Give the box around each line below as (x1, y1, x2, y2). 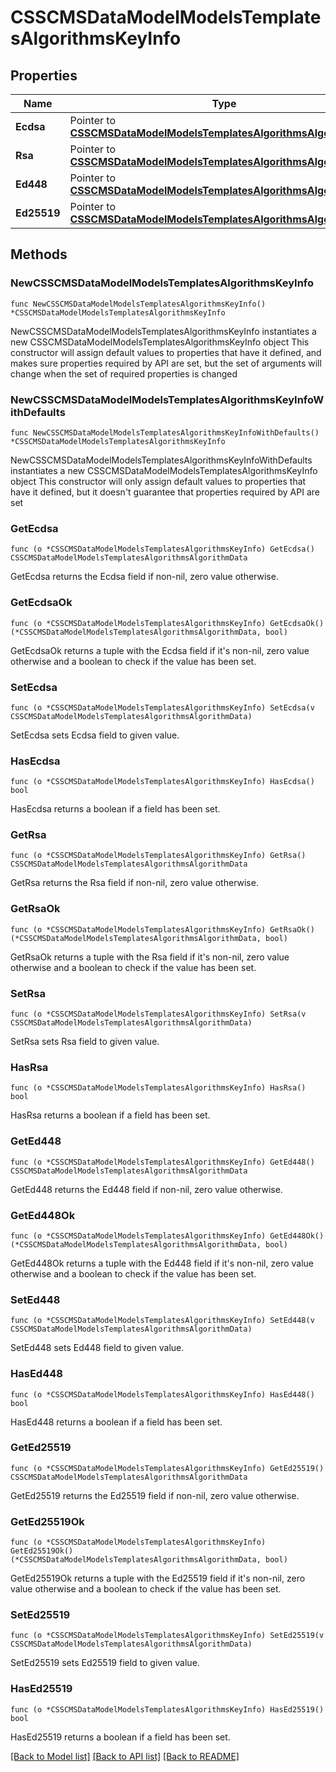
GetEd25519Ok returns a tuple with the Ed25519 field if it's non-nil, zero (10, 1572, 306, 1585)
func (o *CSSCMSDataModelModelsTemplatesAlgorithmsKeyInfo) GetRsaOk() (10, 924, 315, 935)
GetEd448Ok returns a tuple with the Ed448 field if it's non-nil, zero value (10, 1257, 314, 1269)
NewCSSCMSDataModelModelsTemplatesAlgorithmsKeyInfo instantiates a (10, 325, 317, 337)
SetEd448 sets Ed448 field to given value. (10, 1342, 185, 1354)
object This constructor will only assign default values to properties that (10, 475, 307, 487)
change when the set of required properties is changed (10, 367, 238, 380)
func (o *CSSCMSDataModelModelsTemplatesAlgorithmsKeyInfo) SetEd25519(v (10, 1631, 325, 1641)
